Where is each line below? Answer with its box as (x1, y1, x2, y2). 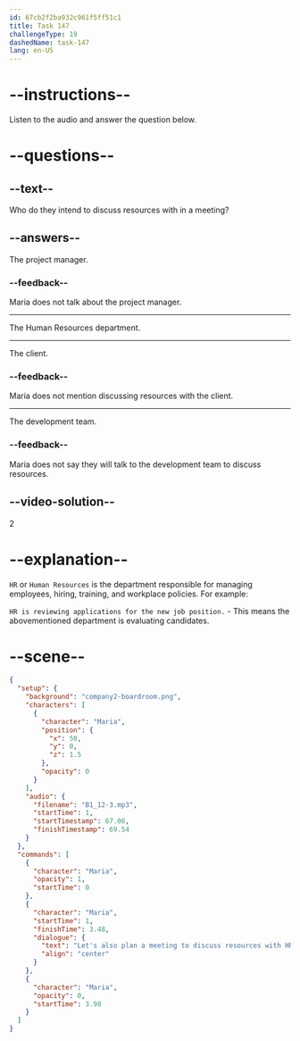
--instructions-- (9, 85, 131, 105)
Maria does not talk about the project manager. (9, 296, 182, 308)
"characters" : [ (25, 701, 87, 710)
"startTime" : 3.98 (32, 999, 102, 1009)
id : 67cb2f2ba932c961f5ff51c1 (9, 12, 122, 22)
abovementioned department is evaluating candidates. (9, 615, 210, 626)
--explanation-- (9, 549, 129, 570)
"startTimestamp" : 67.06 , (32, 817, 129, 826)
